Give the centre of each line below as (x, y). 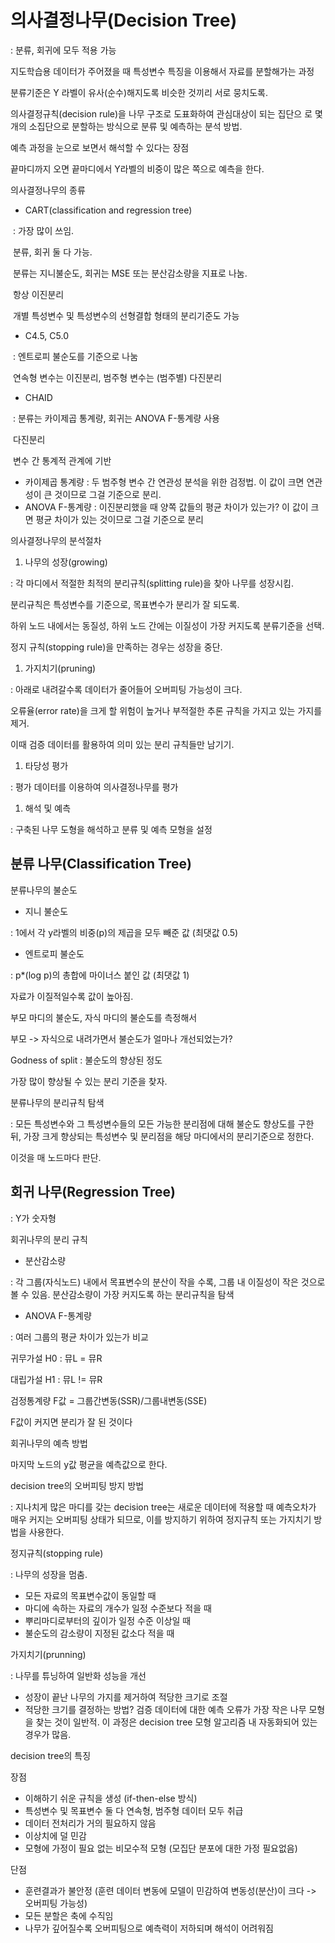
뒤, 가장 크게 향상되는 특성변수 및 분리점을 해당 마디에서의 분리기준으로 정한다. (162, 1136)
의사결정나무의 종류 (48, 190)
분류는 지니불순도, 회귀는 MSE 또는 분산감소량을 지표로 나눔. (130, 273)
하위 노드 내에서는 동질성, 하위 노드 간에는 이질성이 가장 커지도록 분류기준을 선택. (167, 625)
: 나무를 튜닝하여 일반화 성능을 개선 (78, 1675)
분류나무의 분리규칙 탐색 (57, 1102)
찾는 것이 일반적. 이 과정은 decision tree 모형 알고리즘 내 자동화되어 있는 (176, 1722)
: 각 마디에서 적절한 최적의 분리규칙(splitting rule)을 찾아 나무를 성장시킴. (152, 583)
